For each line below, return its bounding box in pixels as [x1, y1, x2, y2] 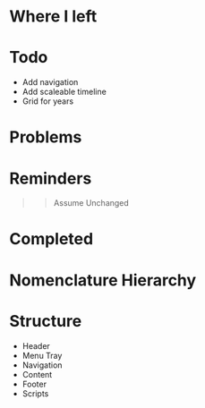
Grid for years [21, 96, 74, 106]
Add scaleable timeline [21, 87, 107, 98]
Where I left [9, 6, 98, 27]
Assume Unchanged [53, 198, 130, 208]
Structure [9, 310, 82, 331]
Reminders [9, 168, 92, 189]
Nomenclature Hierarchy [9, 270, 197, 290]
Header [21, 340, 51, 351]
